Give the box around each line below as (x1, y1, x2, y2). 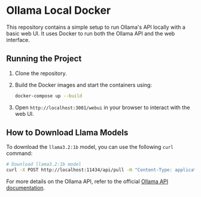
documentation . (6, 184, 45, 192)
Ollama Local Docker (6, 4, 111, 17)
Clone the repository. (14, 70, 67, 77)
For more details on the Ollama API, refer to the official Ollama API (6, 178, 169, 185)
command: (6, 150, 33, 157)
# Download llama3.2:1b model (6, 162, 82, 168)
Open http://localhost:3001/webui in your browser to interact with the (14, 103, 190, 111)
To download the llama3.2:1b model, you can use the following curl (6, 144, 173, 151)
